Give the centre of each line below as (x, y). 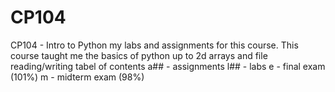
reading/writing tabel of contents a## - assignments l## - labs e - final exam (168, 66)
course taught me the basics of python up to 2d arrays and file (139, 55)
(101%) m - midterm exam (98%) (77, 77)
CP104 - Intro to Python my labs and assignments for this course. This (154, 45)
